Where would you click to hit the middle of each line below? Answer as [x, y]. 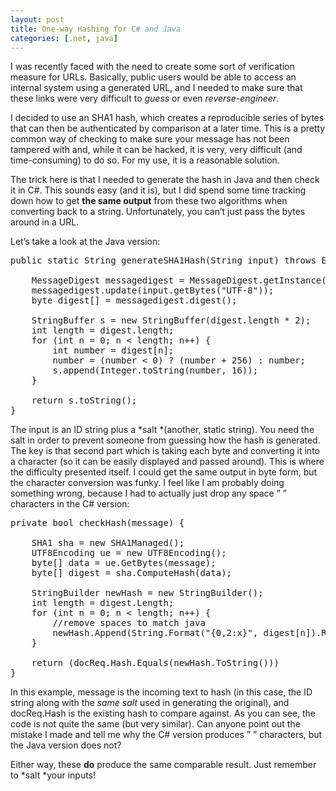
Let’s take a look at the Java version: [85, 242]
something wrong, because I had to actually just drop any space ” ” [148, 493]
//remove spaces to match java [129, 623]
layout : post [37, 19]
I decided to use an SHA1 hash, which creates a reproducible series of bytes [167, 118]
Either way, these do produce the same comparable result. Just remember [163, 765]
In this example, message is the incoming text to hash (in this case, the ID [161, 692]
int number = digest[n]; [113, 350]
